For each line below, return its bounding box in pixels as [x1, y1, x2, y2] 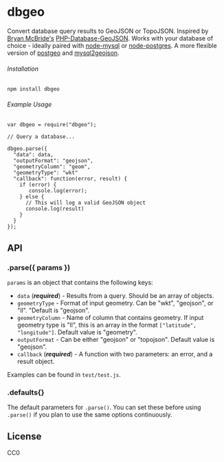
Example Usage [7, 100, 52, 108]
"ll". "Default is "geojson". [16, 306, 90, 314]
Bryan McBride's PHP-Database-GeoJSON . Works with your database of [7, 34, 214, 42]
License [7, 430, 42, 442]
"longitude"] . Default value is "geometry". [16, 328, 137, 336]
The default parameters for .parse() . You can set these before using [7, 403, 201, 412]
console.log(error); [28, 187, 88, 194]
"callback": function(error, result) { [13, 176, 128, 183]
